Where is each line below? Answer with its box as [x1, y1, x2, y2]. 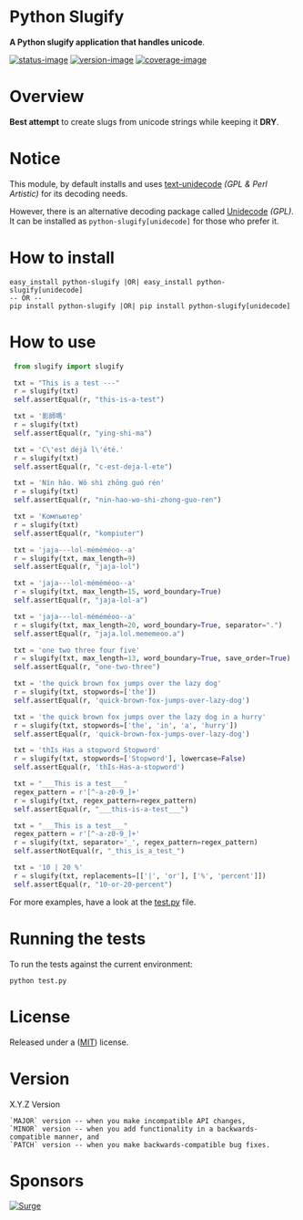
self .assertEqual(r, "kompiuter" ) [13, 529, 145, 538]
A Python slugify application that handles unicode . [9, 36, 206, 47]
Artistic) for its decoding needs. [9, 188, 128, 199]
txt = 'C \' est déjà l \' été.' [13, 445, 125, 454]
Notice [9, 149, 61, 170]
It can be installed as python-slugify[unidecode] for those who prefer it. [9, 215, 279, 226]
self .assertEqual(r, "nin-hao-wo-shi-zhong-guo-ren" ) [13, 495, 222, 505]
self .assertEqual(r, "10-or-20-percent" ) [13, 880, 173, 889]
